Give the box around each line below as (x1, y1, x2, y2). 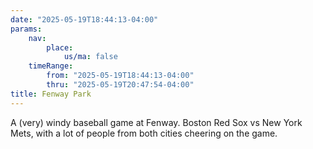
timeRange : (28, 61, 74, 71)
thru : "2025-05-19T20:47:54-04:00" (46, 80, 195, 90)
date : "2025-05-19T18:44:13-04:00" (10, 14, 159, 25)
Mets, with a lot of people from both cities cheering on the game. (10, 127, 278, 139)
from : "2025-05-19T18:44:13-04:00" (46, 71, 195, 81)
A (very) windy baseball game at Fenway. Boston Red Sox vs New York (10, 116, 303, 128)
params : (10, 24, 43, 34)
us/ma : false (63, 52, 118, 62)
